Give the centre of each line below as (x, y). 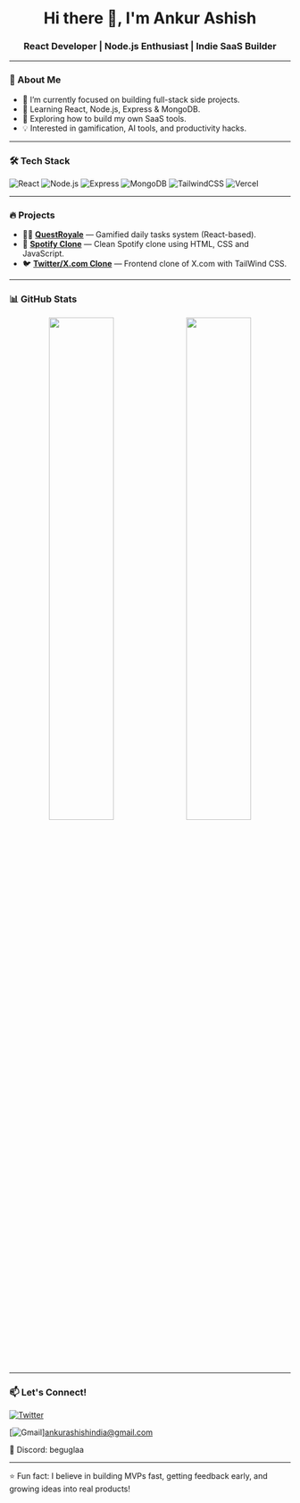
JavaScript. (43, 253)
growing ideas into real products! (70, 1489)
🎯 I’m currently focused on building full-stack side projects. (131, 99)
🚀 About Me (35, 80)
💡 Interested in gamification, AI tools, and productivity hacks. (134, 128)
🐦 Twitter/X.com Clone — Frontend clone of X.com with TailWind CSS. (154, 264)
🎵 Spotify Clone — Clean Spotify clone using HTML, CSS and (136, 244)
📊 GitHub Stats (43, 299)
